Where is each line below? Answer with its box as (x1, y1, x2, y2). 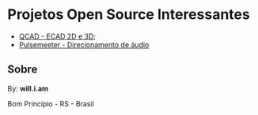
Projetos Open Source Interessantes (7, 6, 250, 24)
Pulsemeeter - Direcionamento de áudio (18, 39, 150, 49)
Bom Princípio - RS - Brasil (7, 98, 94, 108)
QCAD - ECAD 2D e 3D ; (18, 32, 97, 41)
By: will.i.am (7, 83, 49, 93)
